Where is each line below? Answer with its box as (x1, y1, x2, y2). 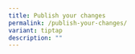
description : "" (8, 33, 63, 42)
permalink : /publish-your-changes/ (8, 19, 128, 27)
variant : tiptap (8, 26, 63, 34)
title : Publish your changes (8, 11, 106, 20)
